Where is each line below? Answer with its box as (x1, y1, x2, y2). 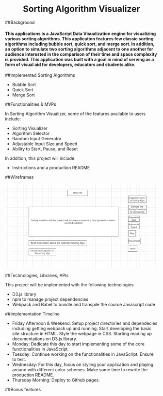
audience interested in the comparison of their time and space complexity (5, 51, 158, 57)
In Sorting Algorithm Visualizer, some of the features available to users (5, 111, 146, 117)
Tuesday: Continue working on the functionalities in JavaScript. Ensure (12, 351, 154, 357)
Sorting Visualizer (12, 125, 48, 132)
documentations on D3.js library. (12, 336, 78, 342)
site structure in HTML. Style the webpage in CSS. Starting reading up (12, 331, 152, 337)
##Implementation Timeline (5, 311, 60, 317)
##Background (5, 19, 35, 25)
